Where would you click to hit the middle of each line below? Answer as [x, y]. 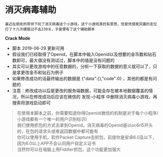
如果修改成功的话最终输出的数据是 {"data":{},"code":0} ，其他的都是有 [82, 78]
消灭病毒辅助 [31, 10]
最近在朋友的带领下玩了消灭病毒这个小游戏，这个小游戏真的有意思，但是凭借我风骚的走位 [81, 24]
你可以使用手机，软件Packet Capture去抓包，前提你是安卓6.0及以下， [87, 137]
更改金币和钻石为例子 [42, 72]
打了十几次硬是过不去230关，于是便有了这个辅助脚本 [50, 29]
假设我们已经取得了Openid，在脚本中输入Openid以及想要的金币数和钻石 [84, 54]
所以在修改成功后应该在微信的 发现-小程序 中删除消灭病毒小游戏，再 [89, 96]
